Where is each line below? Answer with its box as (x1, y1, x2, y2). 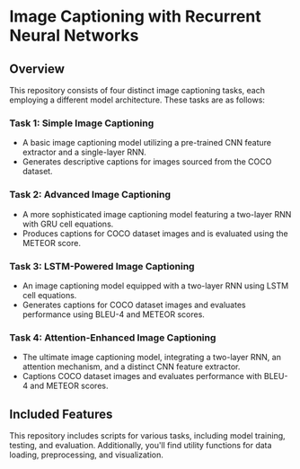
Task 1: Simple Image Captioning (9, 117, 154, 129)
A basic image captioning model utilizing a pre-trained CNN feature (22, 137, 272, 148)
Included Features (9, 406, 113, 421)
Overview (9, 61, 66, 76)
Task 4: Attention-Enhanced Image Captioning (9, 331, 216, 343)
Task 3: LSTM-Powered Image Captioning (9, 260, 195, 272)
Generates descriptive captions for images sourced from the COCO (22, 156, 272, 167)
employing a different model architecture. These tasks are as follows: (9, 94, 265, 105)
